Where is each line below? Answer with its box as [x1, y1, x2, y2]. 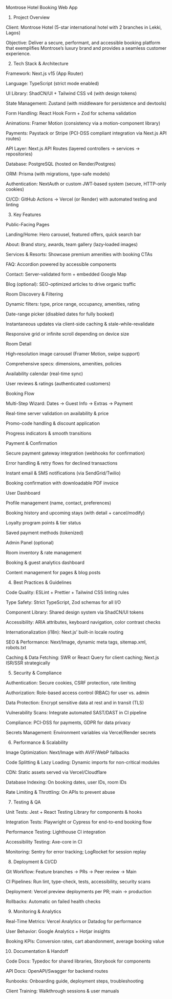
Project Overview [13, 14, 50, 20]
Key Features [13, 211, 41, 218]
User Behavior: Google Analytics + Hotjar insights [6, 928, 111, 934]
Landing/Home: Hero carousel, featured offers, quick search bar [6, 231, 141, 238]
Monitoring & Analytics [13, 908, 61, 914]
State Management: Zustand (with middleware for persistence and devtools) [6, 100, 167, 106]
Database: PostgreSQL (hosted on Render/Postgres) [6, 161, 116, 167]
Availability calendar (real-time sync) [6, 370, 83, 377]
